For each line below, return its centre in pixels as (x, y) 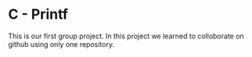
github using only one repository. (61, 44)
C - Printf (38, 14)
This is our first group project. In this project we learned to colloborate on (126, 36)
